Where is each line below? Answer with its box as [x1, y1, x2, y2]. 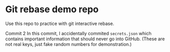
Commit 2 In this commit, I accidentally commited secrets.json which [5, 30, 152, 36]
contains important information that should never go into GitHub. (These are [5, 36, 165, 42]
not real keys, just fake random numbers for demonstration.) [5, 41, 132, 47]
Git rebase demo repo [5, 4, 99, 15]
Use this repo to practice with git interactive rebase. [5, 20, 114, 27]
